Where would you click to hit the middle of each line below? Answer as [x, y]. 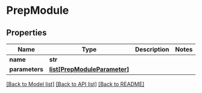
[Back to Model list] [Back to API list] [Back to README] [75, 84]
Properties [27, 33]
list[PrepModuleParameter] [89, 69]
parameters [26, 69]
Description [152, 49]
